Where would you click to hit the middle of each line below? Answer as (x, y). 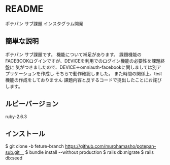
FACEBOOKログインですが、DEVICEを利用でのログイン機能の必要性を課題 (83, 61)
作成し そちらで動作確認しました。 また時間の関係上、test (101, 73)
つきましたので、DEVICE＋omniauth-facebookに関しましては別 (91, 67)
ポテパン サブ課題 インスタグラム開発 (44, 23)
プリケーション (21, 73)
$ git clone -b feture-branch (35, 146)
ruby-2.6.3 (16, 116)
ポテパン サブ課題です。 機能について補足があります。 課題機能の (74, 54)
